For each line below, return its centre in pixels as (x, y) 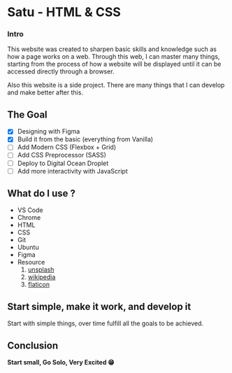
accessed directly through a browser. (61, 71)
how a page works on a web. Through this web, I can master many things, (114, 57)
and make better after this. (45, 92)
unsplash (41, 269)
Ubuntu (28, 247)
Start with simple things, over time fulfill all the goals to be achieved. (106, 323)
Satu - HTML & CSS (64, 12)
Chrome (29, 218)
